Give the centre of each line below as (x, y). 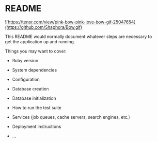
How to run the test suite (37, 107)
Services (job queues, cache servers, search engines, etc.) (71, 117)
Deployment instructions (37, 126)
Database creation (31, 89)
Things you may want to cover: (36, 51)
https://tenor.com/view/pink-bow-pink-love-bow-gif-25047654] (72, 22)
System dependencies (34, 70)
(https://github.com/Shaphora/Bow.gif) (44, 27)
